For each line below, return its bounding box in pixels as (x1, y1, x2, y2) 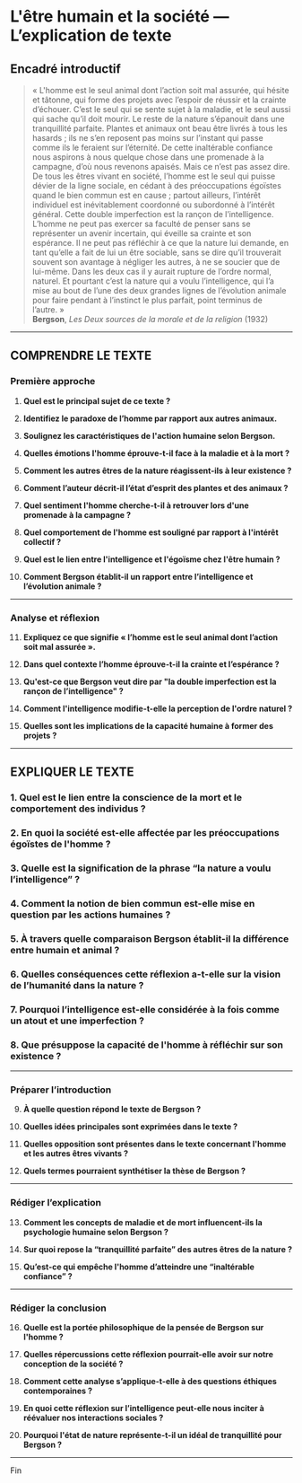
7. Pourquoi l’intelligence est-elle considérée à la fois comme (10, 1003, 280, 1015)
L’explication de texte (10, 25, 172, 46)
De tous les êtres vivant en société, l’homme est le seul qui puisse (31, 171, 276, 181)
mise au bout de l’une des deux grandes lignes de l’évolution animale (31, 285, 287, 295)
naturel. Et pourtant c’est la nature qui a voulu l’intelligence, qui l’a (31, 276, 274, 286)
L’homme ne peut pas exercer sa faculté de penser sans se (31, 218, 251, 229)
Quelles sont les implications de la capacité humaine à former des (22, 720, 274, 731)
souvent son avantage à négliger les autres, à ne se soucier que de (31, 257, 280, 267)
